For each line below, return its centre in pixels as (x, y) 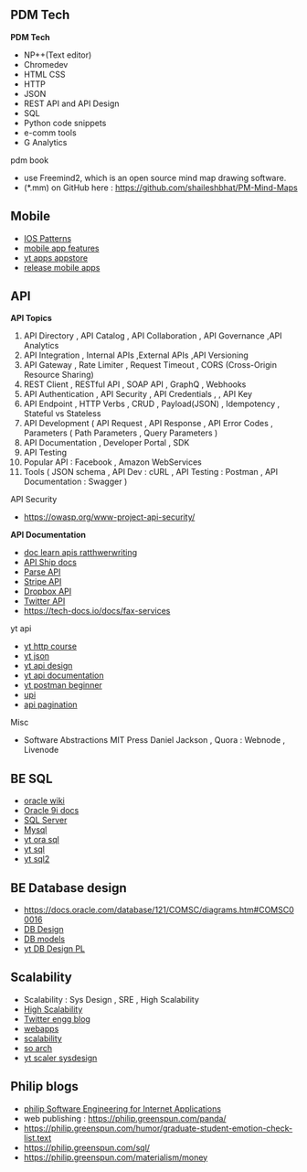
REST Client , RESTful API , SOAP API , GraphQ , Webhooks (135, 384)
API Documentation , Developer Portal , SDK (106, 443)
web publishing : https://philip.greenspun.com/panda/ (125, 1118)
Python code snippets (65, 123)
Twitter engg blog (57, 1018)
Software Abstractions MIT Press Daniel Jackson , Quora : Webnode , (154, 740)
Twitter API (44, 601)
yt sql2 (37, 859)
